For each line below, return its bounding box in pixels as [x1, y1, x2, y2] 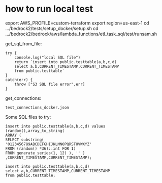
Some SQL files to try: [5, 114, 51, 120]
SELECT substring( [5, 137, 44, 142]
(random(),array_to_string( [5, 128, 65, 133]
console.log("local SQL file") [14, 55, 81, 60]
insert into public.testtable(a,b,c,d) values [5, 123, 106, 129]
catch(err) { [5, 77, 33, 82]
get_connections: [5, 95, 42, 101]
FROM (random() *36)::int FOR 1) [5, 146, 76, 151]
